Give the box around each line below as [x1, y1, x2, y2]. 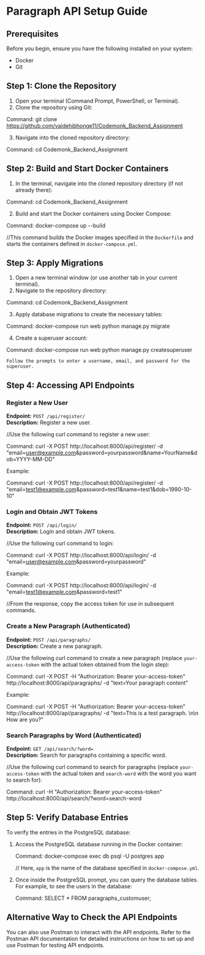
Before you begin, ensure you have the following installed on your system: [6, 45, 193, 52]
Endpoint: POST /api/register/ [6, 412, 86, 420]
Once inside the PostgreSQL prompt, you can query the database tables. [15, 876, 199, 883]
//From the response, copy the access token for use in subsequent [6, 600, 174, 608]
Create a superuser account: [15, 335, 88, 342]
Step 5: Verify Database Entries [6, 812, 129, 823]
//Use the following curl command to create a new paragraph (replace [6, 654, 182, 661]
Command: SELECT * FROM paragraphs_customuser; [15, 894, 152, 902]
